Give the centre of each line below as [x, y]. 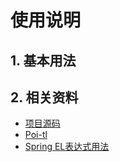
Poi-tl [36, 135]
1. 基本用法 [43, 60]
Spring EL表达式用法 [67, 147]
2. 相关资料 [44, 97]
